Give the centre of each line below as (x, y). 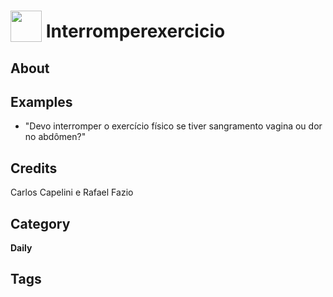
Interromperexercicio (135, 31)
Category (40, 223)
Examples (41, 101)
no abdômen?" (55, 137)
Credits (34, 168)
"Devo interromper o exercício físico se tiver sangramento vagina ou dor (173, 126)
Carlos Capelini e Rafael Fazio (72, 192)
